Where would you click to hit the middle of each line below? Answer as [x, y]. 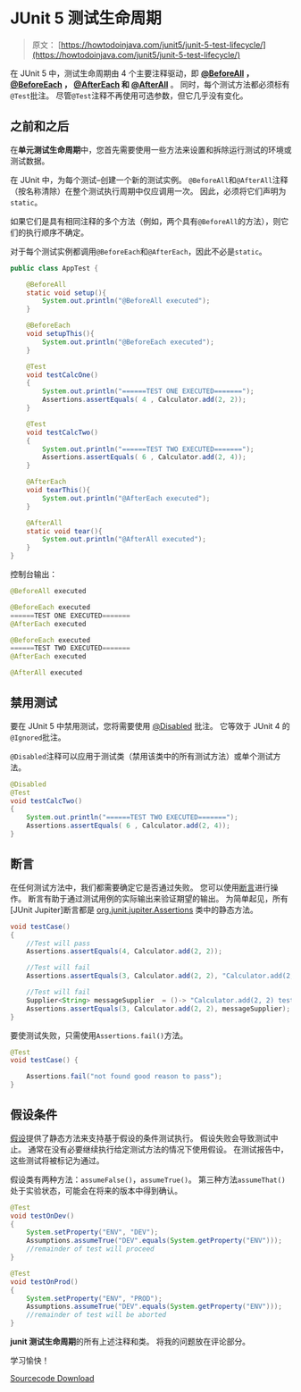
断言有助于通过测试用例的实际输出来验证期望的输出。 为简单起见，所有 [158, 898]
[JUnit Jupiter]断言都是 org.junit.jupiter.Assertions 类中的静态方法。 [134, 910]
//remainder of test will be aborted [96, 1315]
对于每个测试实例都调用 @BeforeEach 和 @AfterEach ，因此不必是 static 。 [138, 251]
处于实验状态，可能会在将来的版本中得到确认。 [96, 1190]
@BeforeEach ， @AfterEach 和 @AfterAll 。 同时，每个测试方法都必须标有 [150, 84]
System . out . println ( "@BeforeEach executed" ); [129, 342]
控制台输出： [33, 574]
